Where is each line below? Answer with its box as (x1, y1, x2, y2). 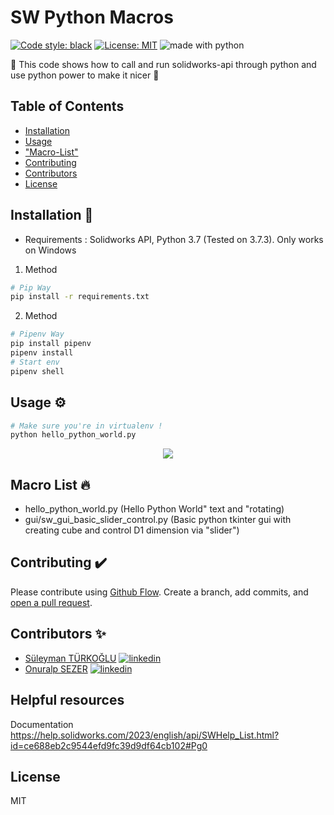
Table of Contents (10, 98, 125, 115)
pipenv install (10, 348, 74, 358)
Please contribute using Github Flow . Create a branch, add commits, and (10, 586, 309, 598)
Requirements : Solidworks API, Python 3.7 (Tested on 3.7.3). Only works (24, 233, 324, 245)
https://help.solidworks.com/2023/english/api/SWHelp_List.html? (10, 729, 280, 741)
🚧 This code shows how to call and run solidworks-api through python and (10, 58, 317, 70)
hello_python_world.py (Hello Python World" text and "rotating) (24, 503, 285, 515)
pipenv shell (10, 366, 65, 376)
